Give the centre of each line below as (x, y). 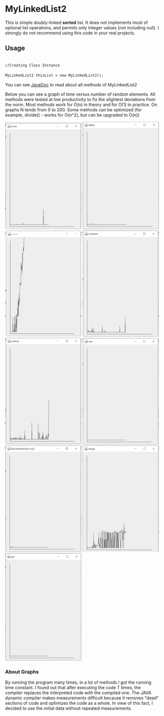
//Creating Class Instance (32, 65)
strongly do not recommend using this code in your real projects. (70, 33)
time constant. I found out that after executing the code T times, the (73, 687)
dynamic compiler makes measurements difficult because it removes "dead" (82, 698)
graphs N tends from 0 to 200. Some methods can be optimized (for (73, 110)
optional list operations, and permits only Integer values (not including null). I (82, 27)
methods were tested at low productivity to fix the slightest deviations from (81, 100)
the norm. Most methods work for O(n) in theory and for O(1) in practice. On (81, 105)
